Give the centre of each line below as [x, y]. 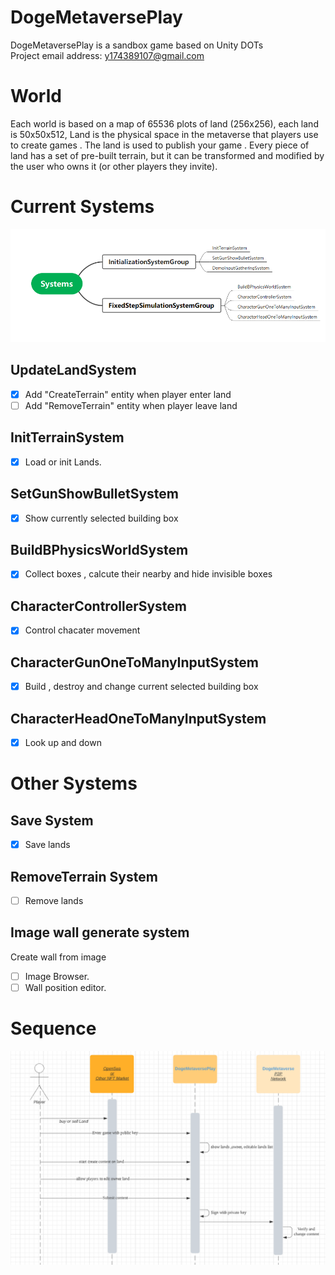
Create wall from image [58, 957]
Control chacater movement [82, 630]
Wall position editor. [65, 987]
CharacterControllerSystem [99, 606]
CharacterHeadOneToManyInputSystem [138, 718]
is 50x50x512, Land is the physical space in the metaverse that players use [164, 134]
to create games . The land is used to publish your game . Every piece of [160, 145]
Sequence [53, 1028]
